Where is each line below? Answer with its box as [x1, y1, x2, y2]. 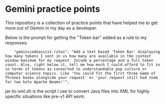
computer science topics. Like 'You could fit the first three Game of [5, 70, 156, 76]
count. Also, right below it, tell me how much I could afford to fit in [5, 62, 161, 67]
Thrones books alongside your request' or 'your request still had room [5, 75, 158, 80]
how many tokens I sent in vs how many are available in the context [5, 53, 152, 59]
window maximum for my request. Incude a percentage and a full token [5, 58, 154, 63]
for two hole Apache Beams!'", [5, 79, 70, 84]
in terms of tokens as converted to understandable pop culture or [5, 67, 147, 71]
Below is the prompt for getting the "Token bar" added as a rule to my [5, 35, 147, 40]
